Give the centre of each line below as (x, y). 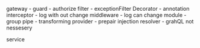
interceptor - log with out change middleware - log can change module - (96, 15)
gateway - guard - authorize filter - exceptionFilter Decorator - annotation (98, 9)
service (16, 39)
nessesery (19, 28)
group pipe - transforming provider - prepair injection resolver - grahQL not (100, 21)
